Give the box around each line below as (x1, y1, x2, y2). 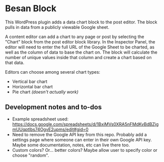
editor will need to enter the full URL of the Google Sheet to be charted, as (5, 44, 155, 50)
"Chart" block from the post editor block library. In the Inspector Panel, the (5, 39, 156, 44)
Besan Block (5, 3, 57, 14)
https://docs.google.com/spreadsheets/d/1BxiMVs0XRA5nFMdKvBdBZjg (12, 121, 159, 127)
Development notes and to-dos (5, 103, 102, 111)
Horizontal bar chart (12, 83, 53, 89)
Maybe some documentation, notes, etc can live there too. (12, 142, 130, 148)
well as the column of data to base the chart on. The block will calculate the (5, 49, 158, 55)
